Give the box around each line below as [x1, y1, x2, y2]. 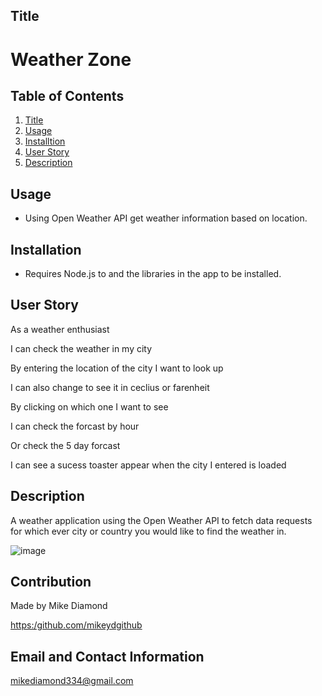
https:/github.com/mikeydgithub [10, 619, 143, 631]
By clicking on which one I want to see [10, 400, 169, 413]
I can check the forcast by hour [10, 420, 140, 432]
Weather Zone [10, 48, 132, 71]
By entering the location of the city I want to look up [10, 362, 224, 374]
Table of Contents [10, 87, 125, 104]
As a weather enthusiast [10, 323, 110, 335]
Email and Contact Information [10, 648, 205, 665]
